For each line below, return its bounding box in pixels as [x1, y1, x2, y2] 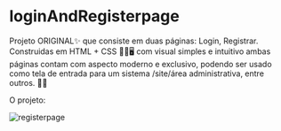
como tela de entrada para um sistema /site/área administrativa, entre [9, 68, 265, 79]
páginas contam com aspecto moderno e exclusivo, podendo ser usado [9, 58, 273, 69]
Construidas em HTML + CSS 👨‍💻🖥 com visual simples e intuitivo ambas [9, 46, 271, 57]
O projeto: [9, 95, 46, 105]
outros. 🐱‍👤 [9, 77, 48, 88]
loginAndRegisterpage [9, 6, 180, 27]
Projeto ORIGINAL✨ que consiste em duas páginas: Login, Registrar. [9, 35, 259, 46]
